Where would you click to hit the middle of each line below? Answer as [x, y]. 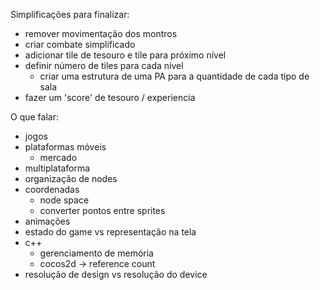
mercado [58, 157]
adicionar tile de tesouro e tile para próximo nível [125, 55]
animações [47, 221]
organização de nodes [71, 178]
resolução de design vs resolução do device [116, 274]
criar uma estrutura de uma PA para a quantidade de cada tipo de [174, 76]
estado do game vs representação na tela [110, 232]
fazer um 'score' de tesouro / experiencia [110, 97]
